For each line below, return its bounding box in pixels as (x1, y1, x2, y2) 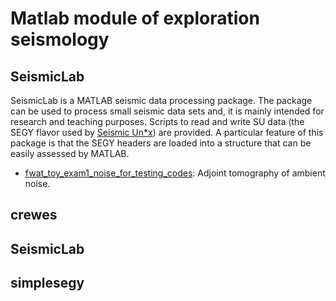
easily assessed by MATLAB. (10, 148, 130, 159)
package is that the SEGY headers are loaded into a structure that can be (10, 137, 312, 149)
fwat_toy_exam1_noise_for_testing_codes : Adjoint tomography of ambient (24, 167, 326, 179)
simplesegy (10, 275, 85, 292)
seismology (10, 28, 110, 51)
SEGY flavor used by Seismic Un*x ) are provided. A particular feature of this (10, 127, 324, 138)
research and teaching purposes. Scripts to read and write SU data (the (10, 116, 305, 127)
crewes (10, 207, 58, 224)
